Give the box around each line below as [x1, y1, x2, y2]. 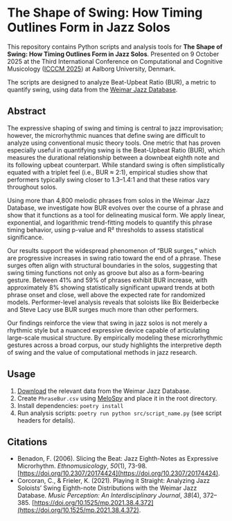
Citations [7, 436, 48, 448]
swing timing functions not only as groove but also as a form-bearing [7, 268, 204, 276]
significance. [7, 233, 44, 241]
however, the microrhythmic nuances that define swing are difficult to [7, 131, 206, 139]
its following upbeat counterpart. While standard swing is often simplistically [7, 161, 225, 169]
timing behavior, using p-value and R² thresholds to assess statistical [7, 225, 204, 233]
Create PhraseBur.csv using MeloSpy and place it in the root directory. [17, 394, 217, 403]
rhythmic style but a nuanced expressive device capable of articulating [7, 326, 210, 334]
